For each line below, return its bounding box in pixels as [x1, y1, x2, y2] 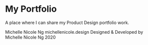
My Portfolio [5, 3, 57, 15]
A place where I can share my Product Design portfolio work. [5, 20, 130, 25]
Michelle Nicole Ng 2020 [5, 34, 56, 40]
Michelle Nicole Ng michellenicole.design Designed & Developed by [5, 29, 144, 35]
